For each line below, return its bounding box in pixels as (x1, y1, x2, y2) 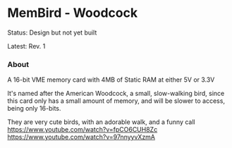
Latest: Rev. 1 (7, 42, 46, 50)
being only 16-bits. (7, 104, 61, 113)
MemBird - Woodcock (7, 5, 138, 21)
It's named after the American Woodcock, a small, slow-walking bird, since (7, 90, 225, 98)
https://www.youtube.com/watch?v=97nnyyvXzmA (7, 132, 156, 142)
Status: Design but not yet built (7, 28, 97, 37)
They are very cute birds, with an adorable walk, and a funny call (7, 118, 195, 126)
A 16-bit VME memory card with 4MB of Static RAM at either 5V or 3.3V (7, 75, 215, 84)
